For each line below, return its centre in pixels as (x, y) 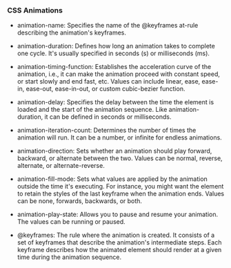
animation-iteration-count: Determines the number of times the (107, 131)
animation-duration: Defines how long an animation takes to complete (116, 46)
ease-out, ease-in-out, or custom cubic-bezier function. (106, 89)
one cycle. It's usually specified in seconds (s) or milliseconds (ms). (113, 53)
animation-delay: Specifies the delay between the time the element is (115, 102)
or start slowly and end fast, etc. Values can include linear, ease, (109, 82)
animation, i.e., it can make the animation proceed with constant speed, (119, 74)
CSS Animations (35, 10)
